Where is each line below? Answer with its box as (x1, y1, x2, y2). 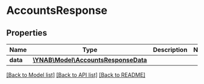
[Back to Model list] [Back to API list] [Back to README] (6, 71, 146, 79)
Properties (6, 28, 47, 38)
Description (152, 46, 188, 54)
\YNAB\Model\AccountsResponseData (32, 56, 148, 64)
